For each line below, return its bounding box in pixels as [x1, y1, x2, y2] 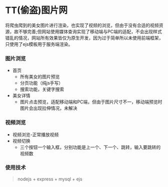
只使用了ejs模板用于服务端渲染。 [5, 41, 73, 47]
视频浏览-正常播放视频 [12, 132, 59, 138]
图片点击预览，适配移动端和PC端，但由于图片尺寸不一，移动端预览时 [20, 99, 162, 105]
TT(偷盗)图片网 [5, 5, 68, 16]
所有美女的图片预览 [20, 74, 60, 80]
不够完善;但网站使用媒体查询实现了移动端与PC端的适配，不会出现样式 [18, 28, 162, 34]
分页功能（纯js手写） [20, 80, 64, 86]
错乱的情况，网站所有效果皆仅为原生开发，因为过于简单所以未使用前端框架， [5, 35, 163, 41]
